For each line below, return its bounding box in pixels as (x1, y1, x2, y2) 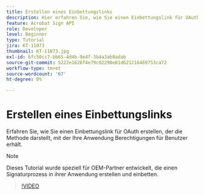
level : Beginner (6, 31, 47, 38)
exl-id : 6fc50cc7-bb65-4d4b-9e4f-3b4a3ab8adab (6, 54, 126, 60)
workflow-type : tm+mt (6, 65, 61, 71)
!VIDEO (21, 182, 39, 190)
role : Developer (6, 25, 47, 32)
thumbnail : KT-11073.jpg (6, 48, 69, 55)
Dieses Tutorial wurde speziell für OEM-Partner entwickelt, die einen (6, 164, 178, 171)
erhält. (6, 140, 22, 148)
